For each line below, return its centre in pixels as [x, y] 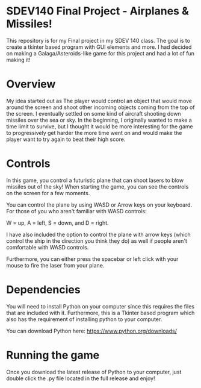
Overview [31, 84]
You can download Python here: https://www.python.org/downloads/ [92, 331]
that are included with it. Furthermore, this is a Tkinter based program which [100, 313]
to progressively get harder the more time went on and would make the [94, 133]
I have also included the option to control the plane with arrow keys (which [98, 234]
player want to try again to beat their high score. [66, 139]
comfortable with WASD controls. [48, 247]
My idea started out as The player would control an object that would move [99, 101]
